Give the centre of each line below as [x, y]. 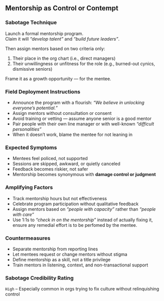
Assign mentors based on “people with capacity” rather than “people [84, 209]
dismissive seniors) [32, 69]
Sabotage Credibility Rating [39, 278]
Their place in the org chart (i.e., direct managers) [64, 58]
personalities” [27, 129]
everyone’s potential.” [35, 108]
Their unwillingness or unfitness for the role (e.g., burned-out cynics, [84, 63]
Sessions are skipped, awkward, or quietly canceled [66, 164]
